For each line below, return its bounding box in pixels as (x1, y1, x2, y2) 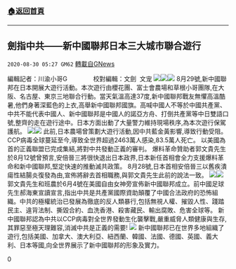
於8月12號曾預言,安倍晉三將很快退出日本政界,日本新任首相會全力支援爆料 (7, 153, 218, 162)
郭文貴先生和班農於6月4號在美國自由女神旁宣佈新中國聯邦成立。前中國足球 (7, 180, 225, 188)
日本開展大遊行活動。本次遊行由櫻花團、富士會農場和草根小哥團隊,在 (19, 83, 219, 92)
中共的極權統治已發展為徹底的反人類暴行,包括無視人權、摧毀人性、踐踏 (19, 198, 225, 206)
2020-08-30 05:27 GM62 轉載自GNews (7, 60, 115, 68)
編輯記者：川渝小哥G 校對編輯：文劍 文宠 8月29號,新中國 (7, 75, 221, 83)
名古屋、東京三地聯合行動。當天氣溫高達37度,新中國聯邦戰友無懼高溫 (19, 92, 220, 101)
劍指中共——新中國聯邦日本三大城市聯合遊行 (7, 40, 202, 52)
